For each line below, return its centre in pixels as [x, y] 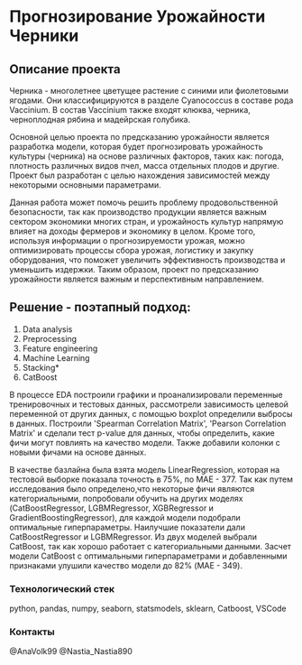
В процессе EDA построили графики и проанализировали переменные [146, 394]
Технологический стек [62, 588]
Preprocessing [50, 338]
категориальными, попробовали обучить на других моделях [126, 498]
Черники [44, 36]
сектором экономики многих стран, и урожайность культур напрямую [146, 222]
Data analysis [47, 329]
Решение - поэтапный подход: [100, 307]
